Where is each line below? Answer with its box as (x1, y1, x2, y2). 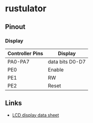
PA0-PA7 (7, 58, 30, 65)
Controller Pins (7, 50, 44, 57)
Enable (48, 66, 64, 73)
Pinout (5, 23, 26, 31)
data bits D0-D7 (48, 58, 86, 65)
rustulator (5, 3, 46, 14)
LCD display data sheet (12, 112, 59, 118)
